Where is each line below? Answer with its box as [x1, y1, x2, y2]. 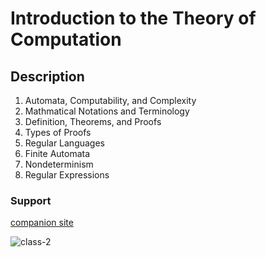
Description [10, 68, 85, 85]
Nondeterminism [24, 158, 94, 170]
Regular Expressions [24, 169, 110, 181]
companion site [10, 217, 74, 229]
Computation [10, 28, 122, 51]
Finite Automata [24, 148, 91, 159]
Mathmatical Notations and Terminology [24, 105, 190, 117]
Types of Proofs [24, 127, 92, 138]
